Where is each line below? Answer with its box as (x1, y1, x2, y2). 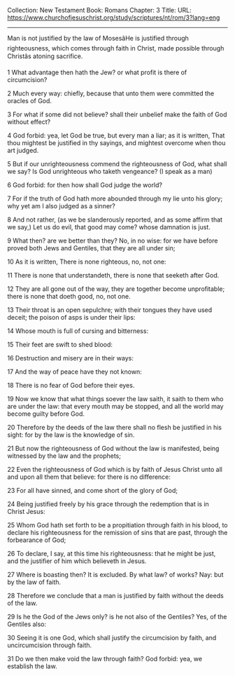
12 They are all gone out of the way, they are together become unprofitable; (7, 285, 225, 293)
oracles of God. (7, 97, 52, 104)
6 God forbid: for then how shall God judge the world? (7, 181, 163, 189)
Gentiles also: (7, 620, 47, 628)
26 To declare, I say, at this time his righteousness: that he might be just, (7, 550, 216, 557)
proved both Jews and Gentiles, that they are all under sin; (7, 244, 176, 252)
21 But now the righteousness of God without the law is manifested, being (7, 445, 220, 452)
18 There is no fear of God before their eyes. (7, 381, 135, 389)
